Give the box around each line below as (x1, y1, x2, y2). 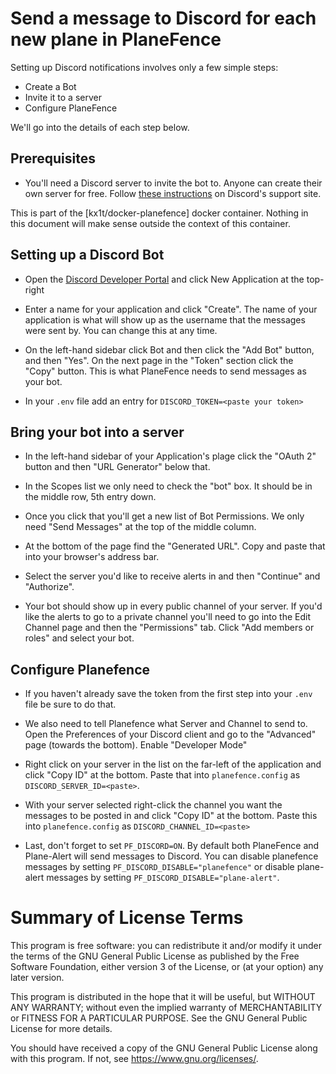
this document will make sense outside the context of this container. (10, 217, 291, 229)
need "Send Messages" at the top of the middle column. (24, 521, 257, 533)
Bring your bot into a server (10, 423, 185, 441)
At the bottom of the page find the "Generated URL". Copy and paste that (24, 540, 326, 552)
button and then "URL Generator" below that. (24, 461, 211, 473)
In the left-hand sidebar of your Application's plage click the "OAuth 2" (24, 450, 317, 462)
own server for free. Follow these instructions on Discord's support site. (24, 187, 322, 199)
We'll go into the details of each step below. (10, 121, 190, 133)
